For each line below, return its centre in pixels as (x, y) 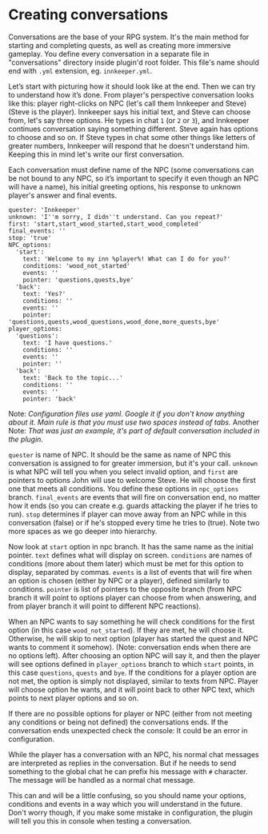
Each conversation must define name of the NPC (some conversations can (131, 170)
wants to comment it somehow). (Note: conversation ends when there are (130, 647)
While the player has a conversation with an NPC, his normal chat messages (134, 754)
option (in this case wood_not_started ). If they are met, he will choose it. (126, 630)
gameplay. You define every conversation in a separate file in (109, 54)
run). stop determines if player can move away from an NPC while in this (128, 514)
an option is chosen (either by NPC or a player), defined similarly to (119, 581)
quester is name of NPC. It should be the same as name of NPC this (120, 454)
